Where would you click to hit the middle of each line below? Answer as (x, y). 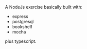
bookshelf (22, 27)
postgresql (23, 22)
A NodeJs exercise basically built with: (44, 7)
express (20, 16)
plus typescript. (21, 41)
